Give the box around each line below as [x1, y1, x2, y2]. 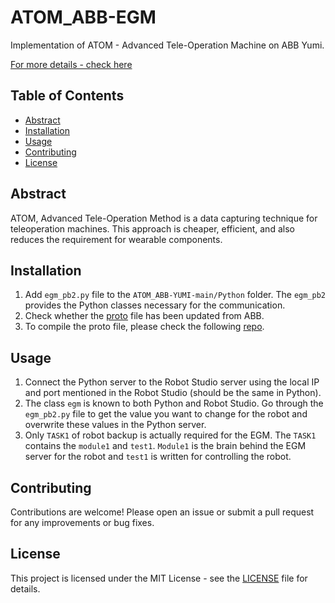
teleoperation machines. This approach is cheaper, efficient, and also [10, 222, 295, 235]
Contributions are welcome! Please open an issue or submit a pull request [10, 506, 315, 518]
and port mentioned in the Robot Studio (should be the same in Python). [24, 387, 322, 399]
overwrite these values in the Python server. [24, 419, 207, 431]
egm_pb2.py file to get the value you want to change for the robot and [24, 408, 308, 420]
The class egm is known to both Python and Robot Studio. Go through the [24, 397, 324, 410]
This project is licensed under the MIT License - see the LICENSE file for [10, 572, 308, 584]
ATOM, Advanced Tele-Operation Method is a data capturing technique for [10, 212, 318, 224]
